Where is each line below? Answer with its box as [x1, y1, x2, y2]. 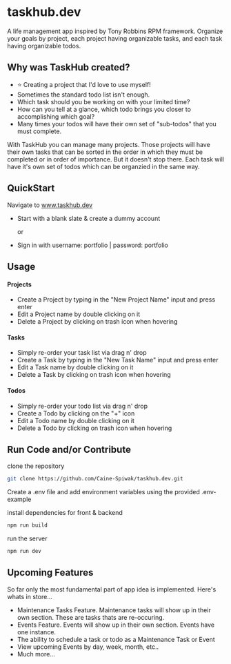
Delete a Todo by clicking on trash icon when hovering [17, 424, 172, 432]
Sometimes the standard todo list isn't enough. [17, 90, 150, 99]
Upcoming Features [7, 567, 94, 578]
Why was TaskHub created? [7, 61, 130, 73]
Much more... [17, 650, 55, 658]
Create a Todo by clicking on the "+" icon [17, 409, 135, 418]
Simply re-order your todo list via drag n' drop [17, 402, 148, 410]
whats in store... [7, 592, 53, 600]
